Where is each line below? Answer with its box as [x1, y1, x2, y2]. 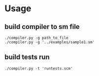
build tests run [4, 53, 50, 61]
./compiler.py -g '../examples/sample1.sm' [4, 40, 95, 45]
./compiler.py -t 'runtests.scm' [4, 66, 73, 71]
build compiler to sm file [4, 23, 80, 31]
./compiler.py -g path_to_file [4, 35, 69, 40]
